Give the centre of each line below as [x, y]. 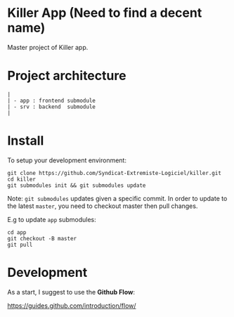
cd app [17, 232]
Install [26, 141]
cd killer [22, 179]
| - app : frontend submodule [52, 101]
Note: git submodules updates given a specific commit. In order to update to [117, 198]
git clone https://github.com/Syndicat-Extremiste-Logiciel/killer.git [114, 173]
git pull [20, 245]
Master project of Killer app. [48, 47]
